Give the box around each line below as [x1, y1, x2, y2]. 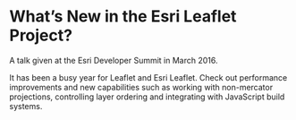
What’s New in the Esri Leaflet [9, 6, 237, 27]
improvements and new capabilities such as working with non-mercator [9, 81, 274, 92]
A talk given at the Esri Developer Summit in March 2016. [9, 55, 218, 65]
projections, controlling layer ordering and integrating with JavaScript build [9, 91, 285, 102]
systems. [9, 100, 43, 111]
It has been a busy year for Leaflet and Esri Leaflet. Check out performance [9, 72, 288, 82]
